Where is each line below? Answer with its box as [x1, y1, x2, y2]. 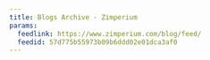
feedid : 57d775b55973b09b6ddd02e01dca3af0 [17, 37, 178, 47]
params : [9, 21, 38, 30]
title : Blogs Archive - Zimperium [9, 12, 139, 22]
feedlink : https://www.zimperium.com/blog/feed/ [17, 29, 202, 38]
